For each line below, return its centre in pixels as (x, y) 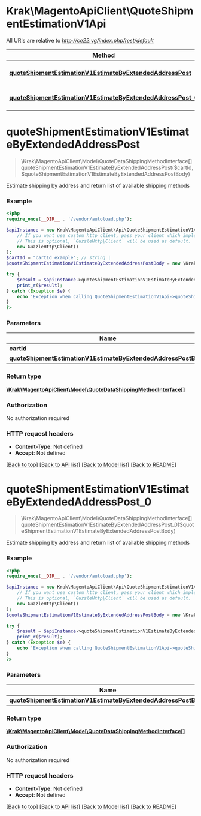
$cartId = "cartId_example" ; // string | (59, 258)
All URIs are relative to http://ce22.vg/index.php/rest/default (80, 40)
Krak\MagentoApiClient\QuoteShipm (100, 11)
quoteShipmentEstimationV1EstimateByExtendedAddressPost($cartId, (107, 167)
